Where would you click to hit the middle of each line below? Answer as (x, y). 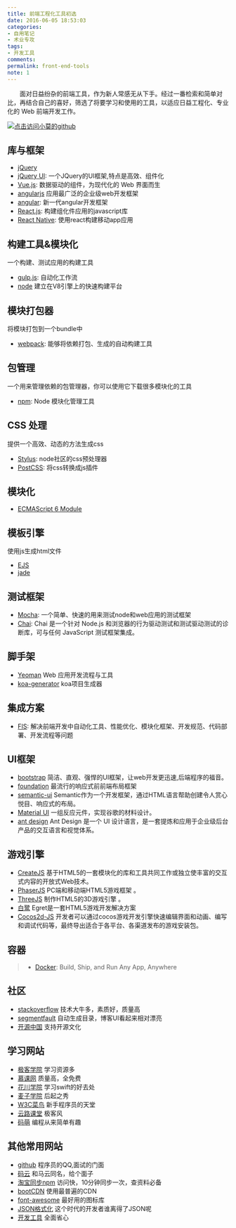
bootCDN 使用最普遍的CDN (57, 1191)
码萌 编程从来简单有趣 (49, 1122)
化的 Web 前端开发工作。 (43, 111)
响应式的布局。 (58, 804)
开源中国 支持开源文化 (49, 1026)
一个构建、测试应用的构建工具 (50, 263)
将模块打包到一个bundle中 (45, 328)
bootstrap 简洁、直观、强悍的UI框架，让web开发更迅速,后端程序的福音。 (123, 777)
